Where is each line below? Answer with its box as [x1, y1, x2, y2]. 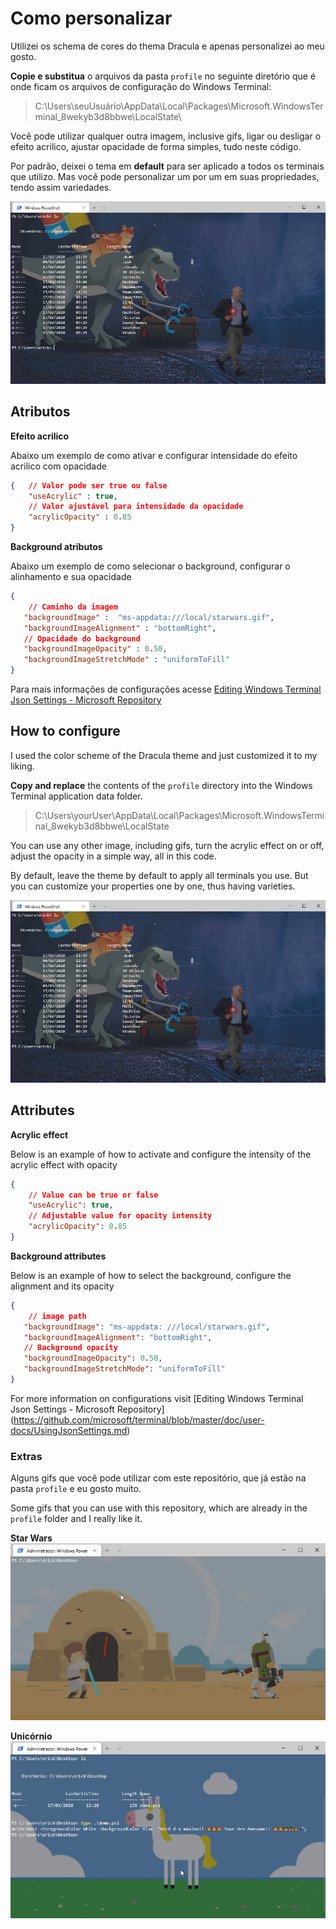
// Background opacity [23, 1343, 118, 1353]
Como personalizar [10, 7, 173, 30]
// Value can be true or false [28, 1190, 159, 1200]
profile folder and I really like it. [10, 1513, 143, 1525]
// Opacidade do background [23, 633, 141, 644]
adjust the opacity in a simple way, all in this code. [10, 850, 217, 862]
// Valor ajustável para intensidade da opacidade [28, 502, 244, 512]
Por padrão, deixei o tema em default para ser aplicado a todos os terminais [10, 160, 325, 172]
